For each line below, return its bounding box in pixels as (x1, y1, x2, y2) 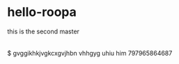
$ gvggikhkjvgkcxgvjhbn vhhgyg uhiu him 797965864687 (7, 49, 173, 57)
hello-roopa (7, 4, 77, 20)
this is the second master (7, 27, 80, 35)
